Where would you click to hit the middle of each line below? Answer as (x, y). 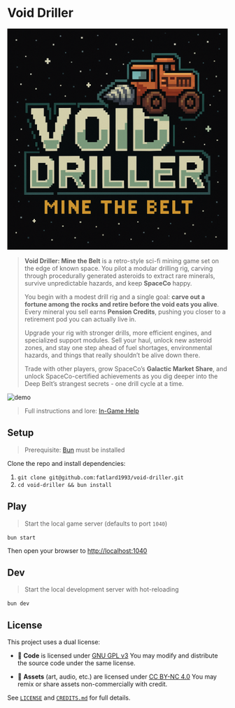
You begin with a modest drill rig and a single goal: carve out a (114, 297)
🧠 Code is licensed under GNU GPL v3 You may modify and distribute (117, 656)
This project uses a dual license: (54, 642)
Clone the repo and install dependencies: (66, 463)
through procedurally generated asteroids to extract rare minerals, (120, 276)
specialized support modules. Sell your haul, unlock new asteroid (118, 340)
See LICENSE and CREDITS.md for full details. (69, 698)
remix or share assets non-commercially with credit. (92, 684)
